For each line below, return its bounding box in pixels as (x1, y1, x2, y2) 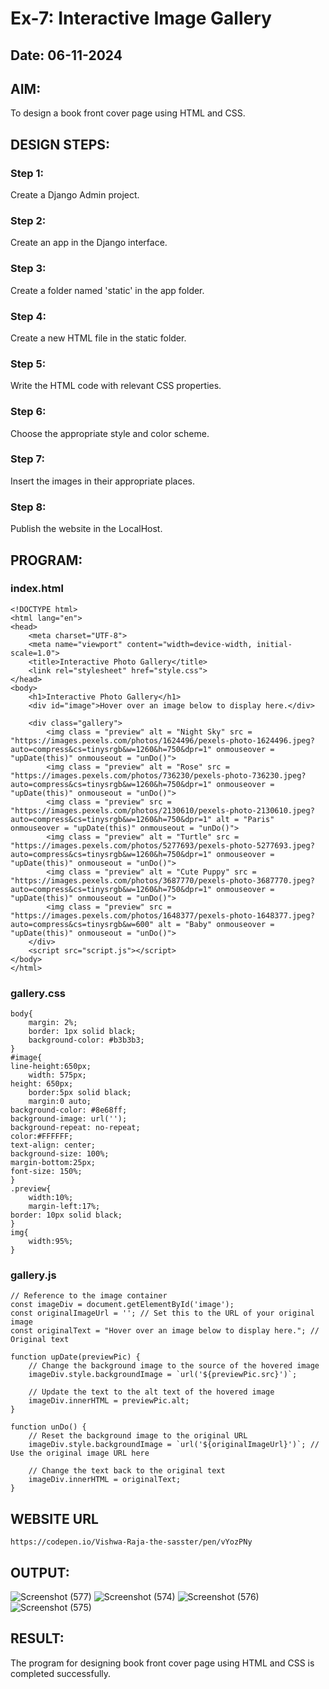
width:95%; (28, 1237, 74, 1247)
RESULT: (10, 1630, 65, 1647)
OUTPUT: (10, 1564, 70, 1581)
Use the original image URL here (10, 1448, 150, 1459)
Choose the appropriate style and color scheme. (10, 427, 210, 439)
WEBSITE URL (10, 1510, 99, 1527)
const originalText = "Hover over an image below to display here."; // (10, 1326, 320, 1336)
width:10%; (28, 1193, 74, 1203)
